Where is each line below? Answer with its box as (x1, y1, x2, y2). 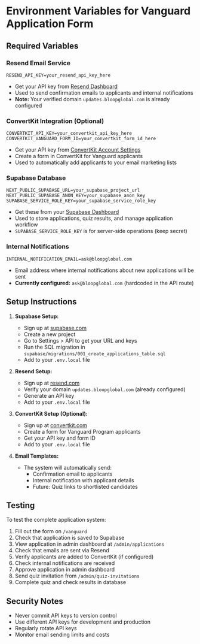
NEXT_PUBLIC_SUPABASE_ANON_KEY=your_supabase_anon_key (6, 193, 146, 199)
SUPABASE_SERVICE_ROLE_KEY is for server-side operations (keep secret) (14, 228, 188, 235)
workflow (14, 221, 38, 228)
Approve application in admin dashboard (14, 566, 115, 573)
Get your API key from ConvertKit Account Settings (14, 146, 141, 153)
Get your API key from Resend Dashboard (14, 83, 118, 90)
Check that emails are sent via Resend (14, 547, 109, 554)
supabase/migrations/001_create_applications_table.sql (23, 350, 166, 357)
